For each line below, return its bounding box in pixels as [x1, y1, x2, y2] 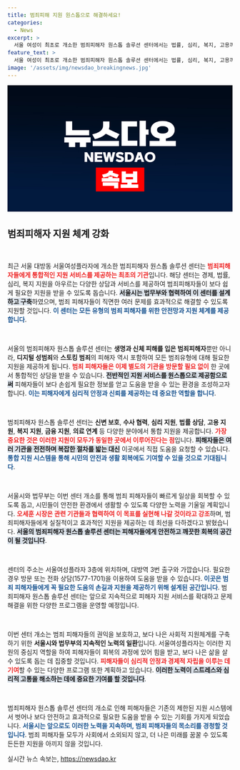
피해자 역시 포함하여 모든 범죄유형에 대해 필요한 [97, 354, 230, 362]
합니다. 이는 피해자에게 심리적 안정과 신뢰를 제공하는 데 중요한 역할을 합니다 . [7, 389, 216, 398]
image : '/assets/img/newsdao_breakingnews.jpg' [7, 64, 152, 71]
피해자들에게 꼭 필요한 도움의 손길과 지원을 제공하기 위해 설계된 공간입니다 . [14, 583, 220, 592]
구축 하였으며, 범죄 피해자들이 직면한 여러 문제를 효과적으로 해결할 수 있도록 [20, 297, 229, 306]
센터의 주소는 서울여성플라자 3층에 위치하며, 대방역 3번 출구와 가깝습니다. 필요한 [7, 565, 231, 574]
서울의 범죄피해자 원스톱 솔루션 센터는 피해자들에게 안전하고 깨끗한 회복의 [16, 527, 219, 536]
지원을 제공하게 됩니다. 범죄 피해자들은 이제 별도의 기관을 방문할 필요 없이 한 [7, 362, 217, 371]
